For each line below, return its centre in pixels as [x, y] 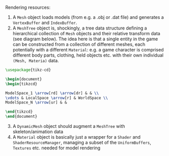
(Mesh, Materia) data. [36, 60]
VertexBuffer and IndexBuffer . [45, 23]
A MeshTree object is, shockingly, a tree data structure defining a [80, 28]
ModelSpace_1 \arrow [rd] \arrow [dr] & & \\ [52, 93]
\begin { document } [24, 79]
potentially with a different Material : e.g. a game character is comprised [88, 50]
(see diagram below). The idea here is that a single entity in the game [85, 39]
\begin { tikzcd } [21, 84]
